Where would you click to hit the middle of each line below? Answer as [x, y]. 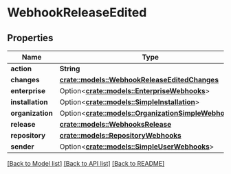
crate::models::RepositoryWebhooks [121, 135]
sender [22, 147]
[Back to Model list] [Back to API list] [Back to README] [86, 163]
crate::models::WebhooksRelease [115, 124]
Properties [30, 38]
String [70, 69]
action [21, 69]
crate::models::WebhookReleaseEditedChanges [139, 80]
